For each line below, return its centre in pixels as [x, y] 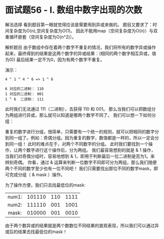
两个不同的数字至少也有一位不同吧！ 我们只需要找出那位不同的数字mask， [80, 168]
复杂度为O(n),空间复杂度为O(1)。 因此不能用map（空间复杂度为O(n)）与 [81, 30]
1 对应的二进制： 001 [24, 94]
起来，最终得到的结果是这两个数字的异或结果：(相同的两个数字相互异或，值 [81, 53]
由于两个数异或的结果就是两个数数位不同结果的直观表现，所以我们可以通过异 [82, 225]
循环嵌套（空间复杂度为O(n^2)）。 [43, 37]
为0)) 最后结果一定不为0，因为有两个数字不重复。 [55, 59]
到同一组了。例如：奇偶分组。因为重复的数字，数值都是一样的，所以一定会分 [82, 137]
